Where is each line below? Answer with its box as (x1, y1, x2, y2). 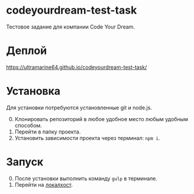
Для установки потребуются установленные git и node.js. (6, 104, 153, 111)
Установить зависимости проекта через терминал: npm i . (14, 134, 160, 141)
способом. (14, 122, 43, 129)
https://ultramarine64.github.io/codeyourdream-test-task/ (6, 63, 147, 71)
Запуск (6, 155, 44, 168)
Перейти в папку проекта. (14, 128, 81, 135)
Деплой (6, 44, 47, 58)
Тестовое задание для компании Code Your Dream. (6, 23, 135, 30)
